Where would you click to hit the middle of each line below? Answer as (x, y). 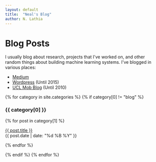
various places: (20, 68)
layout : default (22, 10)
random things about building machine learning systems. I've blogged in (78, 62)
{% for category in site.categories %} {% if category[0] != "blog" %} (75, 97)
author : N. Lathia (24, 19)
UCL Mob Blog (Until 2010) (39, 87)
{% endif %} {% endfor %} (32, 155)
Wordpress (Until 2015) (35, 82)
